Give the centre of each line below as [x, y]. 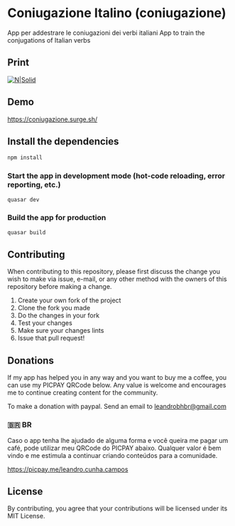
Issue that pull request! [51, 338]
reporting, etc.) [34, 185]
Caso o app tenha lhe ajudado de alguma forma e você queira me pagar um [118, 440]
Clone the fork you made [54, 308]
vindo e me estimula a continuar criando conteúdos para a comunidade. [113, 455]
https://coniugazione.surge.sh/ [53, 119]
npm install [25, 158]
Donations [31, 360]
